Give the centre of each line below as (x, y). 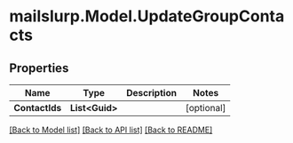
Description (151, 93)
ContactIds (38, 108)
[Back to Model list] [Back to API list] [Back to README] (111, 130)
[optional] (206, 108)
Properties (39, 68)
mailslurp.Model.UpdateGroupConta (147, 16)
